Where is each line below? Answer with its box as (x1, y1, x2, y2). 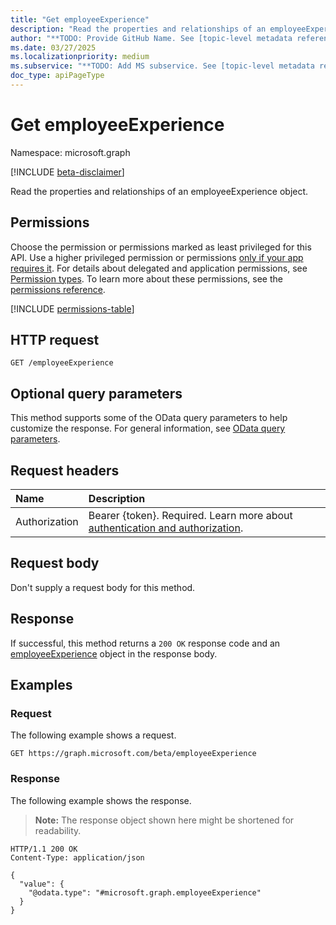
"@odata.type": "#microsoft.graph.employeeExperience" (28, 887, 262, 898)
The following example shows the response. (10, 794, 192, 806)
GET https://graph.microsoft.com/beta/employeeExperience (10, 749, 257, 759)
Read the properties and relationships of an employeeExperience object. (10, 185, 309, 197)
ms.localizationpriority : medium (10, 52, 150, 62)
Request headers (10, 462, 120, 479)
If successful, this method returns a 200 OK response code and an (10, 637, 281, 649)
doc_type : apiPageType (10, 71, 105, 81)
